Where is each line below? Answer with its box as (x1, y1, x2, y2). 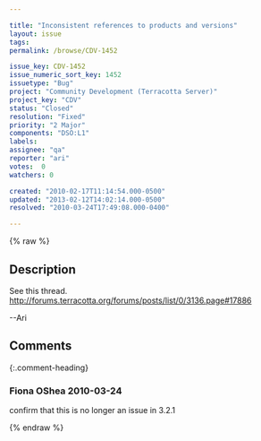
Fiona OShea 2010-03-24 (9, 385, 122, 397)
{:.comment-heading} (9, 362, 89, 373)
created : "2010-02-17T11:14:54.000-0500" (9, 186, 166, 195)
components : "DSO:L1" (9, 129, 90, 138)
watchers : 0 (9, 170, 54, 179)
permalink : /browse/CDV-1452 (9, 46, 118, 55)
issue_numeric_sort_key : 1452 (9, 71, 122, 80)
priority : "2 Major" (9, 120, 87, 130)
